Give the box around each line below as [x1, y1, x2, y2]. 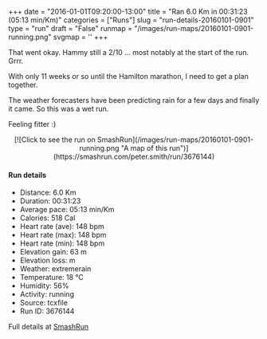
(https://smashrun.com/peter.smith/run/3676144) [53, 152, 215, 161]
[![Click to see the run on [14, 135, 96, 144]
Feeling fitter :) [8, 120, 57, 128]
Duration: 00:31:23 [19, 196, 81, 206]
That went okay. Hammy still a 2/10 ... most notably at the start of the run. [8, 48, 249, 57]
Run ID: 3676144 [19, 306, 75, 316]
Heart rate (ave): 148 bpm [19, 222, 105, 231]
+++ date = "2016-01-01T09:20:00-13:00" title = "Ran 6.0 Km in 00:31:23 [8, 7, 249, 16]
